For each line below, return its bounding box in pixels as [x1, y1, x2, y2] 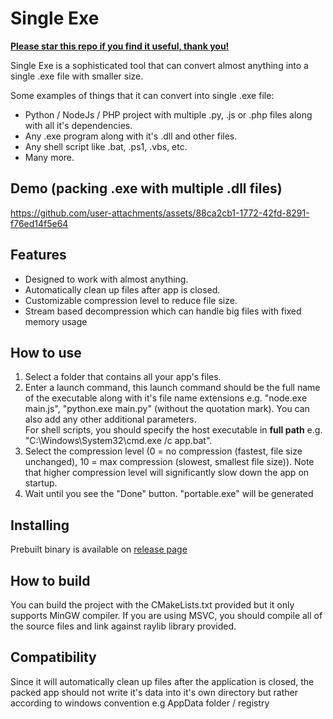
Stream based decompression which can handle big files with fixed [24, 305, 302, 317]
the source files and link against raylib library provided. [10, 620, 237, 632]
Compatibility [10, 649, 97, 666]
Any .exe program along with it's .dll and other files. [24, 130, 238, 142]
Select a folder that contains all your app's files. [24, 371, 222, 383]
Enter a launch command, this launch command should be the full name [24, 382, 321, 394]
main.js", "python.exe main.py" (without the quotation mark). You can [24, 403, 310, 415]
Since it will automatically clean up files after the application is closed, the [10, 675, 315, 687]
